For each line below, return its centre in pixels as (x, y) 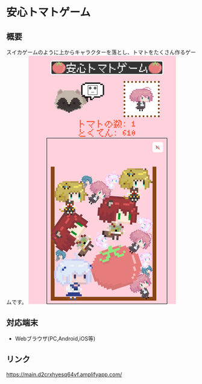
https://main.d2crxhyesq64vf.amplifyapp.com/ (64, 374)
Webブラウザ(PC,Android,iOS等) (55, 338)
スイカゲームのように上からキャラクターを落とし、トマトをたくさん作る (96, 52)
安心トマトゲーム (49, 12)
